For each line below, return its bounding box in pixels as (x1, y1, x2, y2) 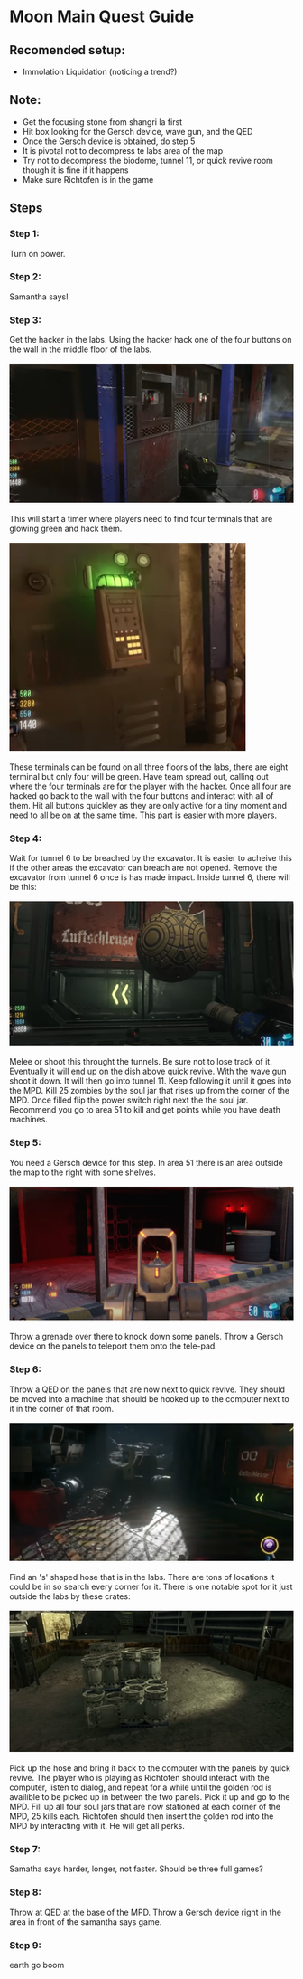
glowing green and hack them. (9, 523, 123, 535)
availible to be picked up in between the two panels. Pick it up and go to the (9, 1792, 290, 1803)
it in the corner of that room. (9, 1403, 115, 1414)
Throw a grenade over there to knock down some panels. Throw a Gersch (9, 1331, 284, 1342)
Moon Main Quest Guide (9, 6, 195, 27)
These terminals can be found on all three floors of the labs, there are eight (9, 762, 289, 772)
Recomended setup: (9, 43, 126, 58)
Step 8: (9, 1886, 42, 1899)
